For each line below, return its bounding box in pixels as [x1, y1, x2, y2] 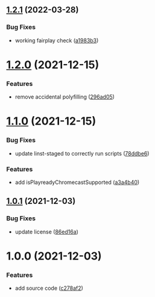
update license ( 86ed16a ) [14, 228, 78, 235]
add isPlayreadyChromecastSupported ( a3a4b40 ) [14, 178, 140, 186]
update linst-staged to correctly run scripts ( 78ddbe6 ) [14, 149, 150, 157]
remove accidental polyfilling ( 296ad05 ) [14, 93, 115, 100]
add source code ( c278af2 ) [14, 284, 83, 292]
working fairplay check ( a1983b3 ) [14, 36, 99, 44]
